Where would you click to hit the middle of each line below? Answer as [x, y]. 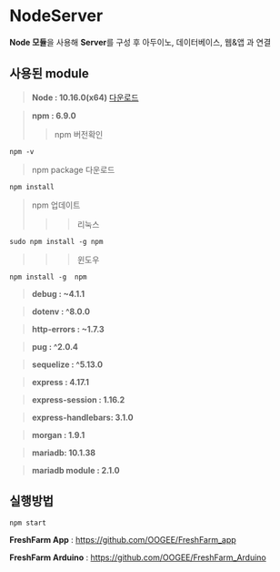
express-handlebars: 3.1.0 [82, 417]
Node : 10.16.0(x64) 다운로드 [85, 97]
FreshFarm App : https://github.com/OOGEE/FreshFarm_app [123, 539]
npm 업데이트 [56, 205]
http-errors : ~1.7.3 [68, 329]
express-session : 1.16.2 [78, 399]
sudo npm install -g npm [56, 241]
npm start [28, 523]
